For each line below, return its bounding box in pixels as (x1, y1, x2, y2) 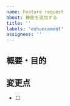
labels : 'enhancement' (6, 25, 64, 32)
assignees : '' (6, 31, 43, 38)
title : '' (6, 20, 32, 26)
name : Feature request (6, 8, 64, 15)
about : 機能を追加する (6, 15, 58, 21)
